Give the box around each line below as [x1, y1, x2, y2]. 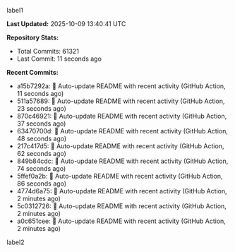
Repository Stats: [6, 33, 59, 42]
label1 [6, 6, 24, 14]
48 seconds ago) [16, 134, 67, 143]
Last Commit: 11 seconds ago [16, 54, 102, 63]
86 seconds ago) [16, 179, 66, 188]
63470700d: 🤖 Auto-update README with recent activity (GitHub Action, [16, 127, 229, 135]
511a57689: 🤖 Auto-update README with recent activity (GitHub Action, [16, 97, 225, 105]
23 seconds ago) [16, 104, 66, 112]
